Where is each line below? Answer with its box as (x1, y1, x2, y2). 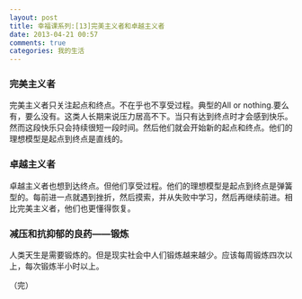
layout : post (9, 13, 58, 22)
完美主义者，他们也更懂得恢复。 (16, 203, 136, 214)
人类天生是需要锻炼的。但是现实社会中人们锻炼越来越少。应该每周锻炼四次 (9, 250, 285, 260)
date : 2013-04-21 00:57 (9, 30, 99, 39)
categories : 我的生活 (9, 47, 85, 56)
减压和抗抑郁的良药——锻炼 (9, 227, 129, 240)
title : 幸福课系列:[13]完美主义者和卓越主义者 (9, 22, 165, 31)
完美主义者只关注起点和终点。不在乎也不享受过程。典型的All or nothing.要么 (9, 100, 289, 110)
